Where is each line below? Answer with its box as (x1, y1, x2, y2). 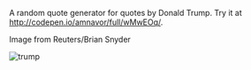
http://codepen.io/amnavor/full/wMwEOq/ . (9, 17, 164, 27)
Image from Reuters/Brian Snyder (9, 35, 131, 44)
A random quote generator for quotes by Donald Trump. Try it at (9, 8, 242, 18)
